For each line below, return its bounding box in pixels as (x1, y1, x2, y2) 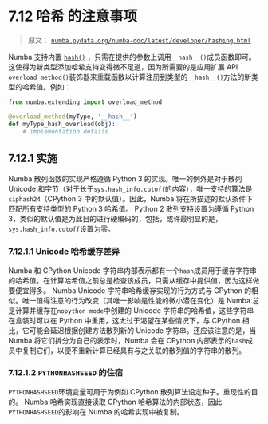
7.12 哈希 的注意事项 (8, 7, 138, 26)
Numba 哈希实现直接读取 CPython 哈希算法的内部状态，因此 (23, 397, 223, 406)
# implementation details (22, 127, 109, 136)
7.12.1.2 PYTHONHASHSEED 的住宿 (8, 367, 124, 378)
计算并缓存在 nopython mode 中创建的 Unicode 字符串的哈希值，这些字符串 (14, 305, 254, 315)
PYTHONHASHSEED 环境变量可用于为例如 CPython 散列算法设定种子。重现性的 (8, 386, 251, 396)
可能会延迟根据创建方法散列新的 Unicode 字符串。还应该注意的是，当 (29, 325, 257, 335)
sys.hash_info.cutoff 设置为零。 (8, 224, 116, 234)
